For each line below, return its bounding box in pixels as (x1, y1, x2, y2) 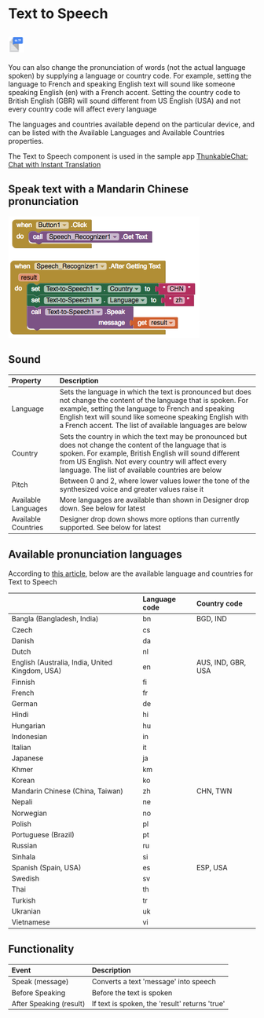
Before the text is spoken (91, 987, 173, 998)
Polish (11, 818, 31, 829)
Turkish (11, 895, 36, 905)
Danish (11, 635, 35, 645)
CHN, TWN (196, 786, 233, 796)
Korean (11, 775, 35, 785)
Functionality (8, 943, 75, 956)
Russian (11, 841, 38, 851)
